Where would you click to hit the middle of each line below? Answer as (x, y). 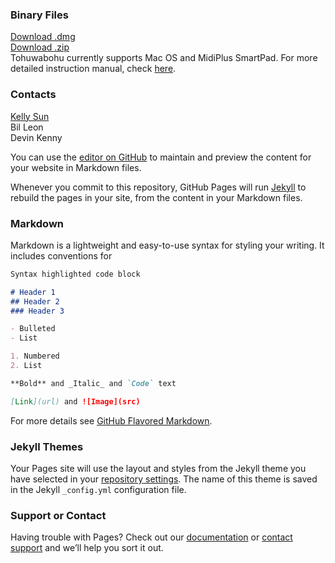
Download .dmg (43, 37)
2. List (26, 366)
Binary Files (39, 15)
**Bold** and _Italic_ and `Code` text (93, 383)
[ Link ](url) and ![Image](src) (75, 401)
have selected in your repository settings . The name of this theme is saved (164, 479)
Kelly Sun (30, 116)
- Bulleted (33, 329)
